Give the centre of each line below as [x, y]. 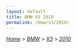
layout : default [26, 11]
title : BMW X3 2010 [30, 17]
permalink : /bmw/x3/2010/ [38, 22]
